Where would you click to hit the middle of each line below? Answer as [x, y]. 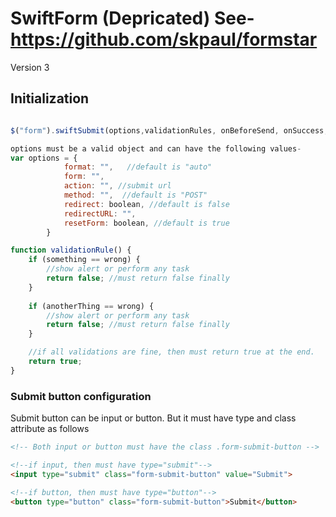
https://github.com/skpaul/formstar [164, 39]
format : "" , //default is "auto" [138, 167]
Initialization [50, 98]
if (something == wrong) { [84, 260]
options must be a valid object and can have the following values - [156, 148]
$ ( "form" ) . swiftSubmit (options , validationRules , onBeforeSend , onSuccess [167, 130]
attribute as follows [50, 429]
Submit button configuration [81, 396]
